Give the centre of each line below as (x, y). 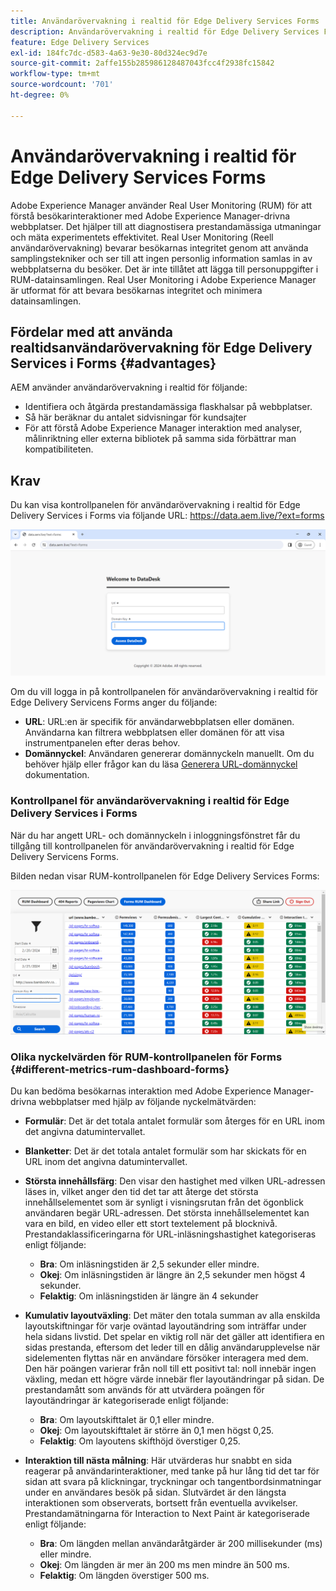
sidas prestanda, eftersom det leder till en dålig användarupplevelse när (172, 1347)
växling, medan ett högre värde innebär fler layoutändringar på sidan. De (174, 1379)
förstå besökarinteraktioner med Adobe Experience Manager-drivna (150, 216)
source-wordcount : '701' (62, 85)
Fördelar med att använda (91, 331)
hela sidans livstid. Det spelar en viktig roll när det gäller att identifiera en (174, 1336)
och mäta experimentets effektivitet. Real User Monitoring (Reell (142, 237)
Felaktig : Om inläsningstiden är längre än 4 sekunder (149, 1296)
